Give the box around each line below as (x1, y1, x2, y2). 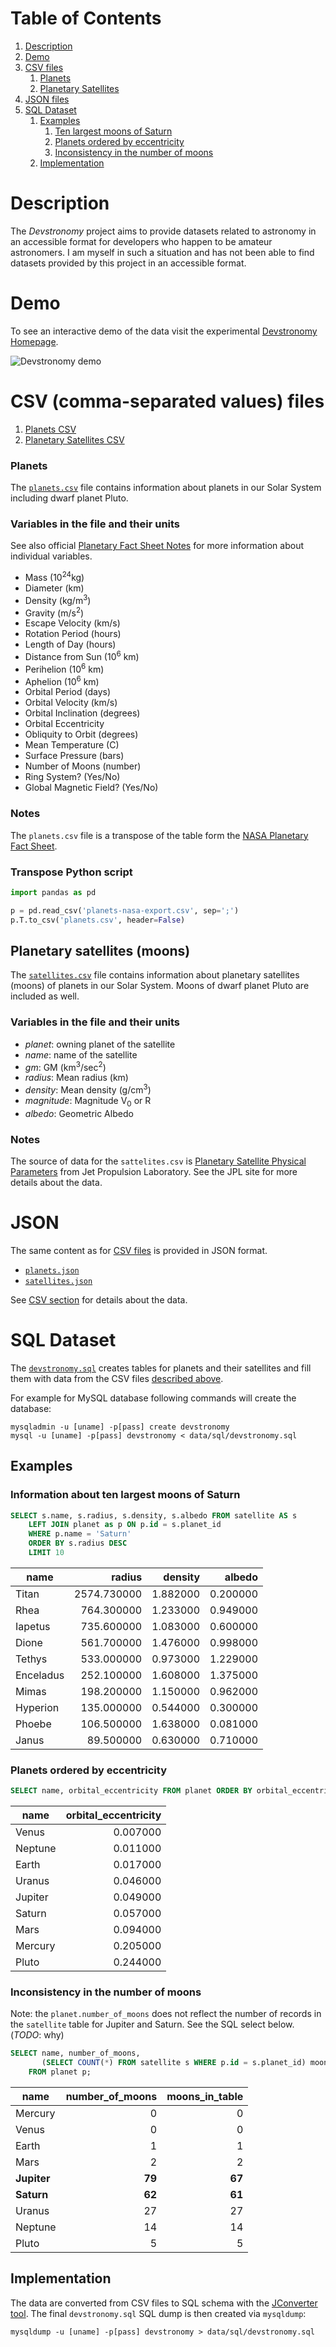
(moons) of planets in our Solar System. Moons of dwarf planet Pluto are (10, 980, 310, 992)
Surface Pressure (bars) (24, 750, 125, 762)
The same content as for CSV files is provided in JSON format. (10, 1244, 268, 1256)
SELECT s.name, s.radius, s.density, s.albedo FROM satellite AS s (10, 1510, 298, 1521)
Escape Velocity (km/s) (24, 617, 121, 629)
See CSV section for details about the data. (10, 1293, 188, 1306)
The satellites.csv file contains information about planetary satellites (10, 969, 300, 981)
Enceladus (15, 1668, 65, 1682)
